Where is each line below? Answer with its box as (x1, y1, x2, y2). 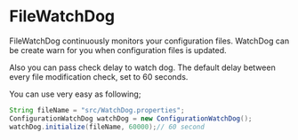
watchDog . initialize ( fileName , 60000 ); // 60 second (9, 122, 205, 131)
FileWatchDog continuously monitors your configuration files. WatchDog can (9, 35, 290, 46)
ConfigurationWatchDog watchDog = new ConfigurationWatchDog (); (9, 113, 253, 123)
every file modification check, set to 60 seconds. (9, 71, 189, 82)
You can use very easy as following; (9, 89, 141, 99)
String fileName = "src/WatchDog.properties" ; (9, 105, 185, 114)
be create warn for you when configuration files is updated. (9, 44, 227, 55)
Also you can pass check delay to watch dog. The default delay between (9, 62, 276, 73)
